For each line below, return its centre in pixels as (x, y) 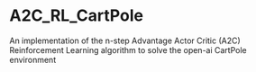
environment (33, 59)
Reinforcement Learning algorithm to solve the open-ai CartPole (128, 49)
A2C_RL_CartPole (77, 16)
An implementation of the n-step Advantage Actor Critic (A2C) (125, 40)
